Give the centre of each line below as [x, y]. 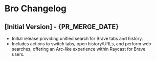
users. [18, 54]
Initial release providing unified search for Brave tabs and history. [77, 38]
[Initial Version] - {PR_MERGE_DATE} [62, 27]
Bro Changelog [35, 9]
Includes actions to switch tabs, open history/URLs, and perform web [81, 44]
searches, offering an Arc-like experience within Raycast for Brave [78, 49]
